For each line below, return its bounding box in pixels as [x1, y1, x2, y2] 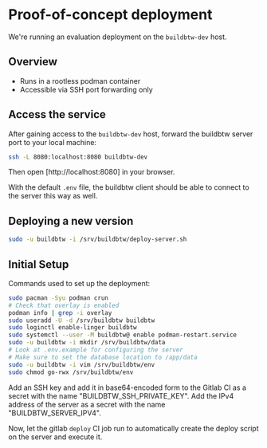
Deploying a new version [8, 214, 134, 228]
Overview [8, 55, 58, 69]
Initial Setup [8, 257, 69, 271]
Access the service [8, 108, 106, 121]
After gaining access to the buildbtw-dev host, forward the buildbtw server [8, 129, 253, 139]
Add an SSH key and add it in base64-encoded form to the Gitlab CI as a [8, 383, 247, 392]
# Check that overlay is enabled [8, 301, 120, 309]
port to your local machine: [8, 137, 97, 147]
